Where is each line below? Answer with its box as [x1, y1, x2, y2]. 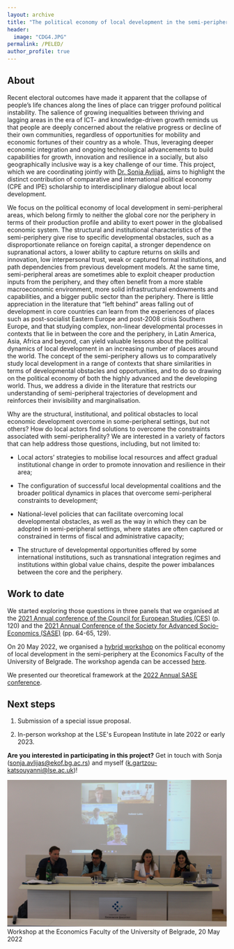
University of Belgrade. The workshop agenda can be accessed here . [7, 657, 207, 665]
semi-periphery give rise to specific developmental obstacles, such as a [7, 233, 214, 241]
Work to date [7, 588, 65, 600]
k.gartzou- [127, 758, 158, 767]
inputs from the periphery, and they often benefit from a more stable [7, 277, 203, 286]
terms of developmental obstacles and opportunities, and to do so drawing [7, 367, 221, 375]
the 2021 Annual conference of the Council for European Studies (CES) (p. [7, 614, 220, 622]
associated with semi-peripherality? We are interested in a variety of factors [7, 432, 225, 440]
